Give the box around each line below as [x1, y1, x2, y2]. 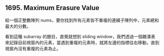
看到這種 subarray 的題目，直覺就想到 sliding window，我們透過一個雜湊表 [5, 33, 156, 39]
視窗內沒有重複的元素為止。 [5, 45, 61, 51]
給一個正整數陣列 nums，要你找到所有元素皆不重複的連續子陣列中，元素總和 [5, 17, 159, 23]
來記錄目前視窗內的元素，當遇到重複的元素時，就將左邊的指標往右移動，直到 [5, 40, 160, 45]
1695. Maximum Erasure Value [5, 4, 99, 12]
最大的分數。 [5, 23, 31, 29]
